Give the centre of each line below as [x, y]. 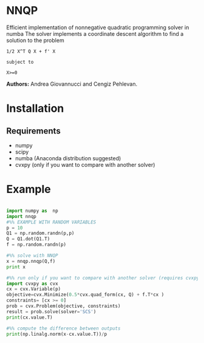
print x [16, 267]
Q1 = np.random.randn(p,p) [40, 233]
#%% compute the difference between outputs [63, 328]
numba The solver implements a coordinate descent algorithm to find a [95, 33]
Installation [35, 108]
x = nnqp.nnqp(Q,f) [31, 261]
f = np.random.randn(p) [36, 245]
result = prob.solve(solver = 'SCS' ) [51, 311]
